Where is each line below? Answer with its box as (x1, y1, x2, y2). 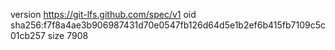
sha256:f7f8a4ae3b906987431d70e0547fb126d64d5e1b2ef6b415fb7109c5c (10, 19, 327, 31)
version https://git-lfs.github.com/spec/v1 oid (10, 9, 197, 20)
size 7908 (47, 30, 89, 41)
